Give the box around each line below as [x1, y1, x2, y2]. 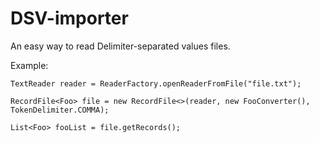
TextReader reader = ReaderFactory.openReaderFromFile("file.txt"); [10, 78, 302, 89]
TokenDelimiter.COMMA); [10, 105, 110, 115]
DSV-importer [10, 7, 129, 30]
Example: [10, 59, 49, 71]
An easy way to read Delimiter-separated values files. [10, 40, 231, 52]
